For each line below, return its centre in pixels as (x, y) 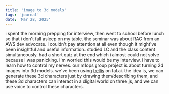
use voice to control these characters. (45, 87)
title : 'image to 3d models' (36, 10)
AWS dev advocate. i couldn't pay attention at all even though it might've (81, 44)
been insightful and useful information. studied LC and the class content (80, 50)
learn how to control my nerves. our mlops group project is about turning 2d (84, 65)
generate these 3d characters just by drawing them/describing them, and (81, 76)
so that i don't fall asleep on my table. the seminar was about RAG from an (82, 39)
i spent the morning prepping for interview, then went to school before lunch (85, 34)
